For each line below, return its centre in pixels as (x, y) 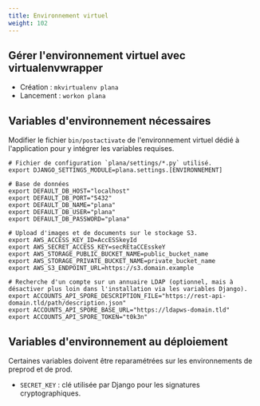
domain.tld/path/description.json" (67, 303)
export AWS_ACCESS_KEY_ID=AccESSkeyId (73, 241)
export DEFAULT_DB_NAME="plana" (62, 205)
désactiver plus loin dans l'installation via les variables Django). (128, 289)
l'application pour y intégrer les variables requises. (91, 149)
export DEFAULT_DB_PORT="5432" (60, 198)
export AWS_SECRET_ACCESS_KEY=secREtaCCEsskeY (87, 247)
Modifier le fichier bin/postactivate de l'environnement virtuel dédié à (124, 140)
